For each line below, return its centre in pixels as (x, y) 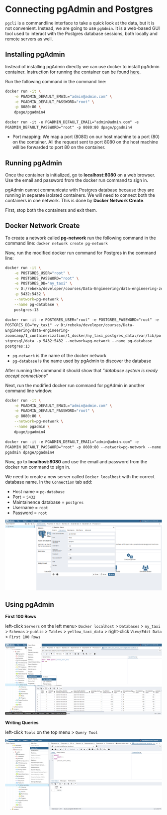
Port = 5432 (24, 497)
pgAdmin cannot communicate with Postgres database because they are (80, 190)
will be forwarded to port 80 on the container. (59, 147)
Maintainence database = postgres (48, 502)
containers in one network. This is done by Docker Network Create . (75, 200)
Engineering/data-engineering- (38, 330)
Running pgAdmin (34, 163)
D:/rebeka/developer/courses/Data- (97, 325)
